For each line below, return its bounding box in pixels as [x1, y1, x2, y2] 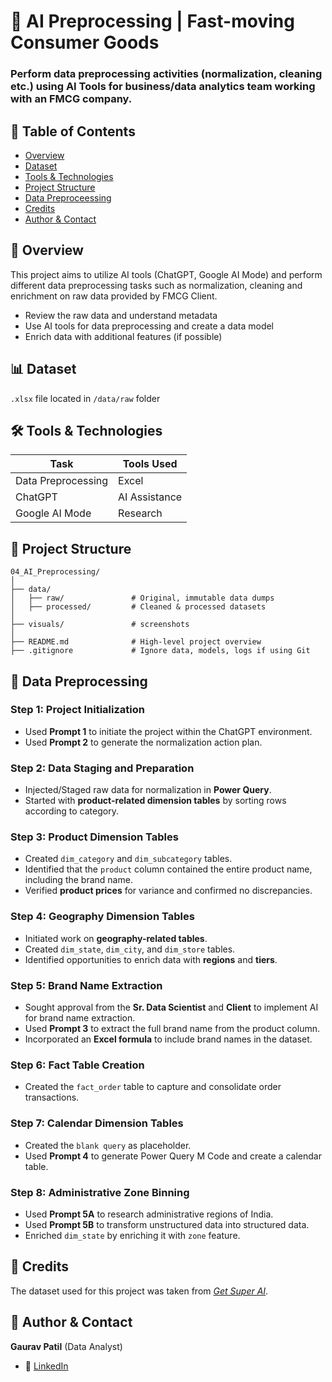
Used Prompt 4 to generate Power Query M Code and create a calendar [24, 1150, 322, 1162]
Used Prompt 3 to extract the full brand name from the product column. [24, 1023, 320, 1035]
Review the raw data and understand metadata [24, 309, 218, 321]
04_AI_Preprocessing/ [10, 567, 101, 577]
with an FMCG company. [10, 92, 133, 106]
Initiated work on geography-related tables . [24, 932, 208, 944]
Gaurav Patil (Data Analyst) [10, 1340, 123, 1352]
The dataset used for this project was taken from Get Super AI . [10, 1285, 269, 1297]
